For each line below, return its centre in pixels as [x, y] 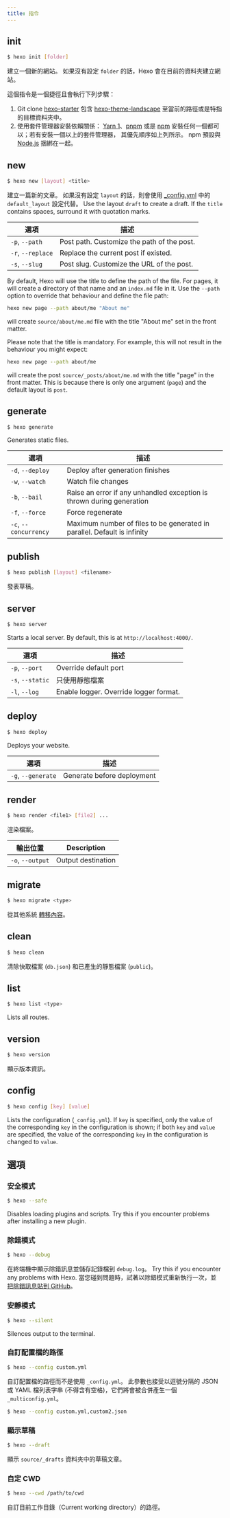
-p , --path [27, 242]
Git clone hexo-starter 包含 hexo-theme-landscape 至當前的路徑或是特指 [119, 109]
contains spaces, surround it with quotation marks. [79, 211]
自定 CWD [24, 1478]
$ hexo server [27, 624]
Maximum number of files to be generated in [138, 524]
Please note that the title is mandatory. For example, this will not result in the [115, 342]
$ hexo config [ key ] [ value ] [49, 1106]
